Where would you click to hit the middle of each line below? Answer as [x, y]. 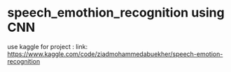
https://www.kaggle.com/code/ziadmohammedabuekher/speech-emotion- [115, 54]
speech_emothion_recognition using [116, 13]
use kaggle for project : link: [48, 46]
